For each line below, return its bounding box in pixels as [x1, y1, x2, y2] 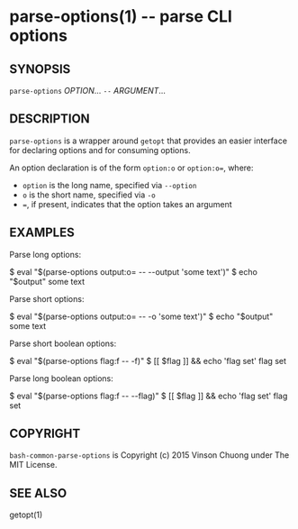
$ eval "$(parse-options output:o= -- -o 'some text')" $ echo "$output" [9, 311, 274, 322]
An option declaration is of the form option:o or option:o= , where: [9, 162, 254, 173]
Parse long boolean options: [9, 372, 114, 384]
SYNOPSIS [9, 61, 71, 77]
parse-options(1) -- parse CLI [9, 6, 232, 27]
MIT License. [9, 460, 58, 470]
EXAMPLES [9, 225, 75, 241]
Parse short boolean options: [9, 338, 117, 349]
